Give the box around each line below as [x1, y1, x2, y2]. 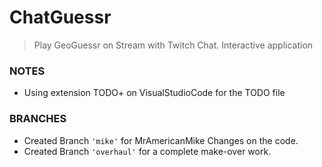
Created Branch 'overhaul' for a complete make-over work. [23, 145, 272, 157]
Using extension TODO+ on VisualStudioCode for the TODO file [23, 87, 286, 99]
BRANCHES [9, 112, 67, 126]
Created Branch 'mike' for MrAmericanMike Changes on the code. [23, 134, 299, 146]
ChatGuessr [9, 6, 112, 29]
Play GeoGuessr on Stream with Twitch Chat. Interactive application [33, 39, 314, 51]
